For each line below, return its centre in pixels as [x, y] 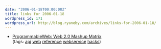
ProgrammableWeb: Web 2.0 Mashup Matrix [57, 37]
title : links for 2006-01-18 [35, 14]
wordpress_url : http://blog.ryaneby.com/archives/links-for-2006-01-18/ [81, 23]
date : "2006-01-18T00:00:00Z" [36, 9]
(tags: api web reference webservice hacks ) [57, 42]
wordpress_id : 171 [24, 18]
